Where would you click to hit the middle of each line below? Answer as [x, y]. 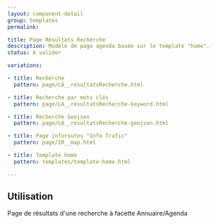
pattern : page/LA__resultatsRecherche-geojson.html [91, 123]
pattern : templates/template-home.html [72, 162]
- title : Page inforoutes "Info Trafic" [68, 136]
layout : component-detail [45, 14]
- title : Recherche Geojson [49, 117]
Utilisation [30, 197]
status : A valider [34, 53]
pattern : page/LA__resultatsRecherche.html [78, 85]
